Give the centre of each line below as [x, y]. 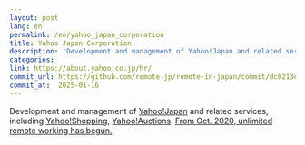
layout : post [34, 18]
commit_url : [32, 77]
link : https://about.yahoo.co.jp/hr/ [81, 69]
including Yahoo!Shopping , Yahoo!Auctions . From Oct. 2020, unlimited [141, 121]
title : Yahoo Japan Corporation [70, 43]
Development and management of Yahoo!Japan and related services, [139, 111]
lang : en [26, 26]
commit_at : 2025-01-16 [54, 85]
